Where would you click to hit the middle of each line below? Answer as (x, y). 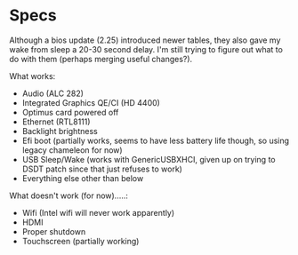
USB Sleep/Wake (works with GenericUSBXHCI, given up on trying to (149, 159)
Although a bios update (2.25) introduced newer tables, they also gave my (145, 40)
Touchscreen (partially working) (81, 241)
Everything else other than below (83, 178)
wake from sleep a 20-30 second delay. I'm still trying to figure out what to (146, 49)
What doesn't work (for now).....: (69, 195)
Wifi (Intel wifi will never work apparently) (98, 212)
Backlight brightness (60, 131)
